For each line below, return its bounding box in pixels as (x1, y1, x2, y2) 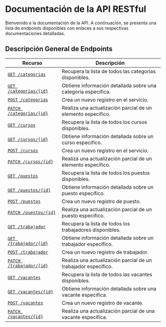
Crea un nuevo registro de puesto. (61, 198, 141, 205)
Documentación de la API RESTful (5, 3, 147, 15)
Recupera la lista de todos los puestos (61, 169, 150, 176)
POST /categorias (7, 97, 48, 103)
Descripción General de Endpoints (5, 45, 113, 53)
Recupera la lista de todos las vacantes (61, 271, 153, 278)
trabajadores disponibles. (61, 226, 121, 233)
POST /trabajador (7, 249, 48, 255)
